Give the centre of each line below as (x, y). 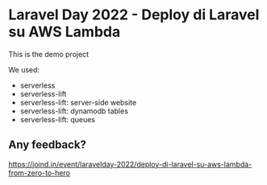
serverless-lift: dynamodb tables (74, 111)
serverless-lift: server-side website (78, 102)
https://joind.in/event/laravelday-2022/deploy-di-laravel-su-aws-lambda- (130, 164)
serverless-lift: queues (57, 119)
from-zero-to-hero (40, 173)
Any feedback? (48, 145)
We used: (24, 69)
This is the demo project (49, 54)
